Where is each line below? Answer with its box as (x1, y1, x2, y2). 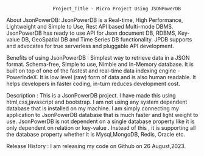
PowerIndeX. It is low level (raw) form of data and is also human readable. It (6, 74, 196, 80)
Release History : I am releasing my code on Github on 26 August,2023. (6, 143, 186, 149)
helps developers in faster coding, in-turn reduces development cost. (6, 80, 181, 87)
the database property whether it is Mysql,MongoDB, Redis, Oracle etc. (6, 131, 186, 138)
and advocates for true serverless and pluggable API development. (6, 43, 175, 49)
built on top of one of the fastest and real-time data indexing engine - (6, 67, 180, 74)
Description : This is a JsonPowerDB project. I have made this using (6, 92, 176, 99)
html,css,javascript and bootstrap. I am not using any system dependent (6, 98, 188, 105)
